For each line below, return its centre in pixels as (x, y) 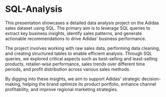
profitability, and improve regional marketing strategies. (61, 89)
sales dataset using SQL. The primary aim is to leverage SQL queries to (78, 28)
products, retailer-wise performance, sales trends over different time (75, 64)
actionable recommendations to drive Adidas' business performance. (76, 39)
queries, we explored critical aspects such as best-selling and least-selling (81, 58)
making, (13, 84)
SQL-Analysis (34, 9)
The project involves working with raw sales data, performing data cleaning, (83, 48)
